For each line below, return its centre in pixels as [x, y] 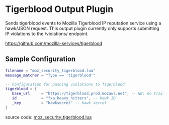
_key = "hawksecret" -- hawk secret [59, 103]
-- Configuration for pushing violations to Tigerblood [65, 84]
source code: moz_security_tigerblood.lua [49, 117]
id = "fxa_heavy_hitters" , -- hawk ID [64, 98]
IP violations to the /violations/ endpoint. [47, 33]
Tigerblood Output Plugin [59, 9]
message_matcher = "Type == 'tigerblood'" [50, 75]
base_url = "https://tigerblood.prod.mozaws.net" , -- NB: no [82, 93]
